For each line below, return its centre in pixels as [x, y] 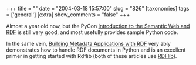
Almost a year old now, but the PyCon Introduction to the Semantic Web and [98, 26]
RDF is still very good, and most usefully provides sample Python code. [92, 32]
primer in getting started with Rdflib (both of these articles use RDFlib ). [92, 56]
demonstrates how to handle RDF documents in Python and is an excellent [96, 50]
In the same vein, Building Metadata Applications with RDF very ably [89, 44]
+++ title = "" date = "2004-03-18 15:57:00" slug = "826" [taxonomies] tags [98, 8]
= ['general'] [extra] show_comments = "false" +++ [68, 15]
